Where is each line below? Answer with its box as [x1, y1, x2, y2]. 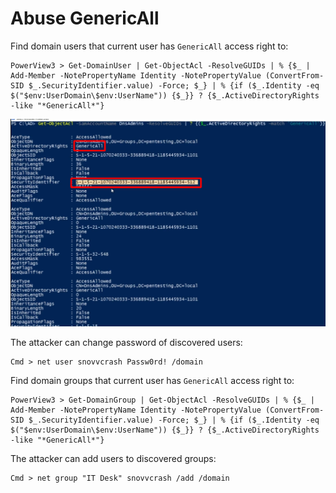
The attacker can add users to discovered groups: [10, 453, 217, 465]
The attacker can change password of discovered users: [10, 337, 243, 349]
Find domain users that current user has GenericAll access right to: [10, 40, 289, 52]
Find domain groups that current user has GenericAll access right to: [10, 375, 295, 387]
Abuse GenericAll [10, 7, 160, 30]
